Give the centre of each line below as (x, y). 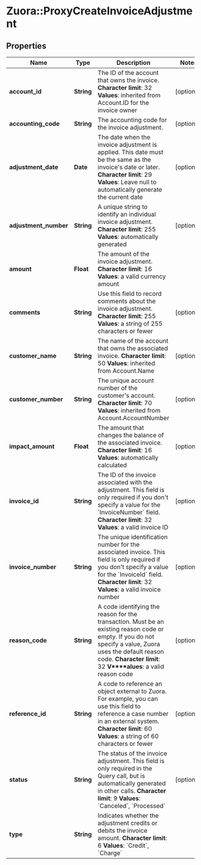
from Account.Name (126, 371)
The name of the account (133, 341)
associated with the (125, 482)
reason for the (118, 614)
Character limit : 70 (125, 403)
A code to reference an (130, 684)
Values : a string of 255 (130, 323)
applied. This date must (130, 152)
